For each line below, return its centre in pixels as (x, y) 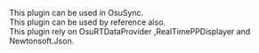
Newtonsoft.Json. (42, 41)
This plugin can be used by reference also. (88, 22)
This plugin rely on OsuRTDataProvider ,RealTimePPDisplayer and (130, 31)
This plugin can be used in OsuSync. (77, 13)
